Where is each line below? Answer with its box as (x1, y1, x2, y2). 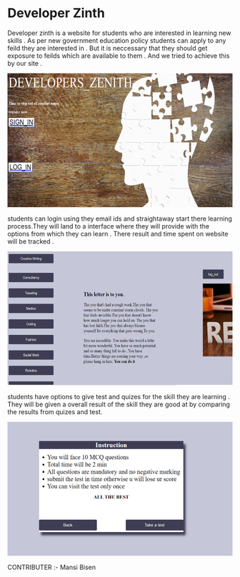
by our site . (7, 59, 43, 67)
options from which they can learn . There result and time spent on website (7, 229, 229, 238)
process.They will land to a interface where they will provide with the (7, 221, 209, 230)
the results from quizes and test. (7, 407, 103, 416)
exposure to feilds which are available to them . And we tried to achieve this (7, 51, 230, 60)
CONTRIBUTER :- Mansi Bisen (7, 563, 96, 571)
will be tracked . (7, 237, 55, 246)
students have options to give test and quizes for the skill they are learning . (7, 392, 231, 401)
